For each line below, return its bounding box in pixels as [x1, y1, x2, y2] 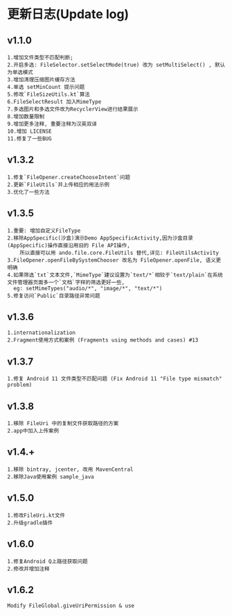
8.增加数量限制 [7, 113, 45, 120]
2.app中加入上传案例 [7, 428, 60, 435]
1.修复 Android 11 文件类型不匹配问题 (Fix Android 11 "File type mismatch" [7, 376, 222, 383]
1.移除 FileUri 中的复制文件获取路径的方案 [7, 420, 119, 427]
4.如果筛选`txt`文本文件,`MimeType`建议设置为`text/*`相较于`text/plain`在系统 [7, 272, 223, 278]
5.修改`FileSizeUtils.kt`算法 [7, 91, 90, 98]
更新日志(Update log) [7, 6, 130, 22]
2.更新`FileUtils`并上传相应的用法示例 [7, 181, 109, 188]
